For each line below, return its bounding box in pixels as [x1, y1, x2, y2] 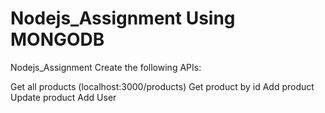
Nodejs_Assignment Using [10, 7, 236, 30]
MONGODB [10, 28, 105, 51]
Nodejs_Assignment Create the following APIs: [10, 61, 202, 73]
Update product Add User [10, 91, 117, 103]
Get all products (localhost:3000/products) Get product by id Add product [10, 80, 315, 92]
